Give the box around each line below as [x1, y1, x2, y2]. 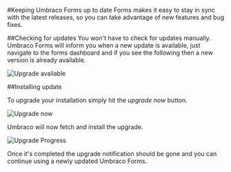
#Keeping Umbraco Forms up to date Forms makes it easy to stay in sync [7, 6, 216, 14]
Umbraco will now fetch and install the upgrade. [7, 123, 143, 131]
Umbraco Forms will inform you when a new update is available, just [7, 41, 201, 49]
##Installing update [7, 83, 62, 90]
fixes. [7, 21, 23, 28]
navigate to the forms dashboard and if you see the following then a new [7, 48, 214, 57]
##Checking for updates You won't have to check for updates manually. [7, 34, 212, 42]
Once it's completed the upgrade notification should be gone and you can [7, 150, 217, 157]
